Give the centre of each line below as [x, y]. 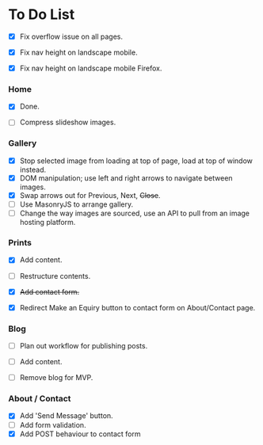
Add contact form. [50, 291]
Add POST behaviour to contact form [80, 434]
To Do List [42, 15]
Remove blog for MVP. [56, 378]
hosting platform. [48, 222]
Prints [20, 243]
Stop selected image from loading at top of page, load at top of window [136, 161]
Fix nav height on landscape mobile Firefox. [91, 68]
